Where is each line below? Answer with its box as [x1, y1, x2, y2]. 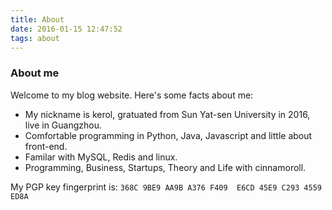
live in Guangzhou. [24, 119, 103, 131]
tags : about [10, 33, 60, 43]
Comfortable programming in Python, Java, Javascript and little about [24, 129, 313, 141]
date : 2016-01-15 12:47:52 [10, 24, 123, 34]
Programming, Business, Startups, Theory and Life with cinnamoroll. [24, 161, 307, 173]
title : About [10, 14, 65, 25]
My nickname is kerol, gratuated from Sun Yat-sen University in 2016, [24, 108, 311, 120]
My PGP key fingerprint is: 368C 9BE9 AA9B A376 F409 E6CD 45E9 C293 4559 [10, 181, 322, 193]
